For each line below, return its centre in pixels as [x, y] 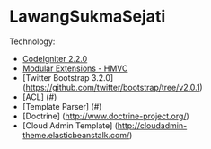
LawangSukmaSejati [88, 17]
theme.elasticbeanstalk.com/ [76, 135]
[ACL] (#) [40, 97]
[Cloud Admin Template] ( [70, 125]
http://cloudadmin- [152, 125]
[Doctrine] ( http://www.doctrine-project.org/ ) [106, 116]
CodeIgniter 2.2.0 [55, 58]
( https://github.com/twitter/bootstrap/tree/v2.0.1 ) [113, 87]
